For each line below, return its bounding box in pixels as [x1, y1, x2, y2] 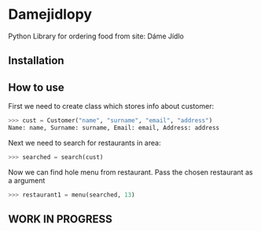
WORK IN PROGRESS [8, 213, 112, 226]
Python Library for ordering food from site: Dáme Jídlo [8, 31, 185, 41]
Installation [8, 54, 64, 67]
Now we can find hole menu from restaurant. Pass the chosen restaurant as [8, 167, 253, 177]
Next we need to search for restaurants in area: [8, 138, 161, 147]
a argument [8, 175, 46, 185]
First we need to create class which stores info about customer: [8, 102, 215, 111]
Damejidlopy [8, 5, 93, 23]
